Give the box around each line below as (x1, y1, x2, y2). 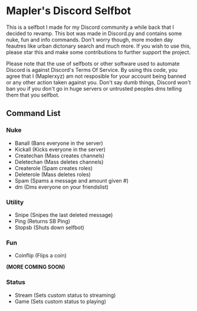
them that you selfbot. (6, 91, 60, 98)
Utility (6, 198, 24, 206)
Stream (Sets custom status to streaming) (14, 292, 116, 299)
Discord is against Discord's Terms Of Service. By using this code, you (6, 66, 178, 73)
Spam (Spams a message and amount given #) (14, 177, 129, 184)
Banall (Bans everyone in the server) (14, 140, 103, 147)
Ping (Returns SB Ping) (14, 217, 71, 224)
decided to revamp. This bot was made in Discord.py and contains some (6, 29, 182, 37)
